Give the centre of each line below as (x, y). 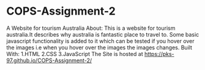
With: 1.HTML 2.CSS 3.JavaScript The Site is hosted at (75, 54)
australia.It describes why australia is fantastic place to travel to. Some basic (103, 34)
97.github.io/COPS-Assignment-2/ (49, 60)
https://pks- (159, 54)
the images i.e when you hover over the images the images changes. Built (99, 47)
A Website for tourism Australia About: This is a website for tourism (91, 28)
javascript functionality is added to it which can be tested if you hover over (100, 41)
